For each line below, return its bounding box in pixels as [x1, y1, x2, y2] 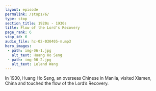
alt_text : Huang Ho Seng [11, 52, 63, 58]
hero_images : [5, 44, 32, 48]
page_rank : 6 [5, 30, 32, 35]
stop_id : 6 [5, 35, 27, 40]
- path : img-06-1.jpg [7, 48, 52, 53]
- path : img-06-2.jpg [7, 57, 52, 62]
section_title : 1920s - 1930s [5, 21, 67, 26]
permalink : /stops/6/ [5, 12, 50, 17]
